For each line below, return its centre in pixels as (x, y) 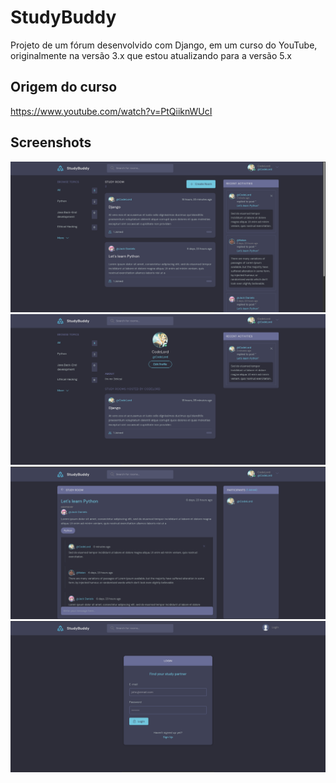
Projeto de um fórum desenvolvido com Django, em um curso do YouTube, (164, 45)
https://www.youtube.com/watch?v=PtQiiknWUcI (111, 111)
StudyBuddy (63, 17)
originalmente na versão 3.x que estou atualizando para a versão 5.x (151, 55)
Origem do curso (64, 87)
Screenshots (51, 142)
